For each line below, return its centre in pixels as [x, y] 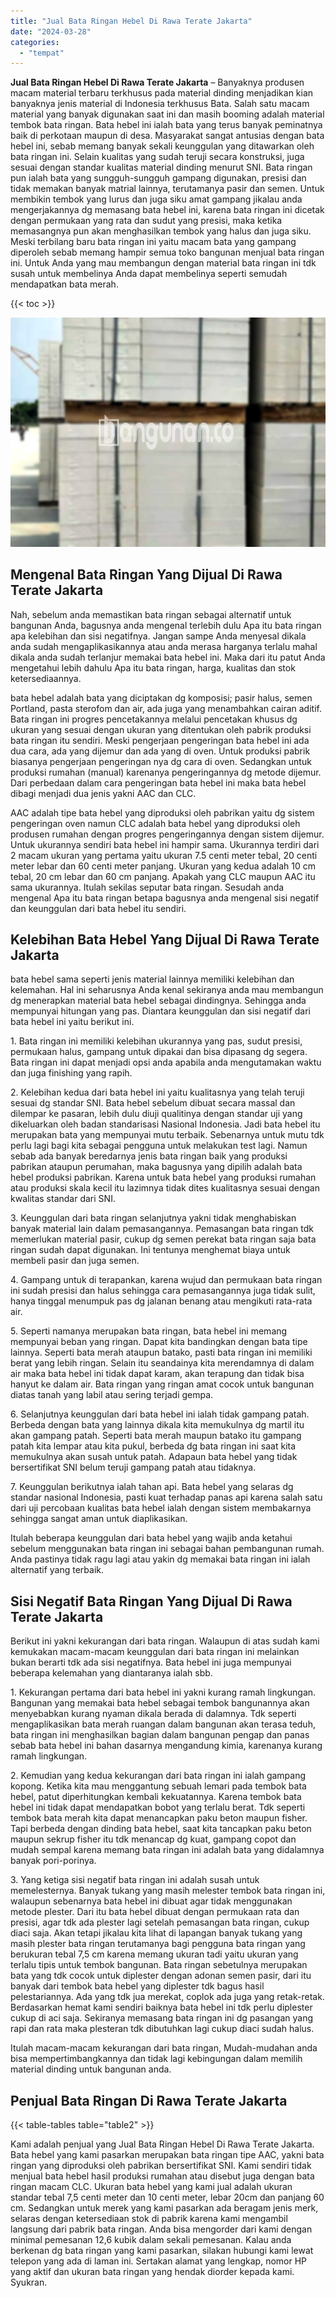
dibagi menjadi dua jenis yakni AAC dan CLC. [103, 793]
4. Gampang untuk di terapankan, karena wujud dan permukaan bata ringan [166, 1280]
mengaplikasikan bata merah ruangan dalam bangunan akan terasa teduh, [163, 1724]
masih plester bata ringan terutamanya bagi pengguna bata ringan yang [158, 1944]
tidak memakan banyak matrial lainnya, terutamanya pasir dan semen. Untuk [167, 189]
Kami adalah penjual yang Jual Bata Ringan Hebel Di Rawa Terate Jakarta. [162, 2144]
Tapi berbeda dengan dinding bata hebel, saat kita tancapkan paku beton [161, 1829]
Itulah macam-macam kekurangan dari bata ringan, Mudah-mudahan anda [164, 2048]
